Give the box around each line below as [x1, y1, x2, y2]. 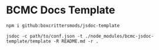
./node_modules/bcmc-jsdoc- [85, 33, 154, 39]
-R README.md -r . [53, 38, 99, 44]
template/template [6, 38, 51, 44]
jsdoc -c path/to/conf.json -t [6, 33, 83, 39]
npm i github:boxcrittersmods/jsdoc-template [6, 23, 120, 28]
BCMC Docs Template [6, 3, 115, 17]
